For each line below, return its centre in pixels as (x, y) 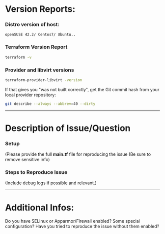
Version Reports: (40, 9)
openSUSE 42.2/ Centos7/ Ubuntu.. (41, 35)
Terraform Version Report (36, 47)
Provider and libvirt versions (40, 70)
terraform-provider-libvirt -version (44, 80)
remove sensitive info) (27, 160)
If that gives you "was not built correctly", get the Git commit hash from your (82, 89)
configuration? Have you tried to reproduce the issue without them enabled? (82, 226)
